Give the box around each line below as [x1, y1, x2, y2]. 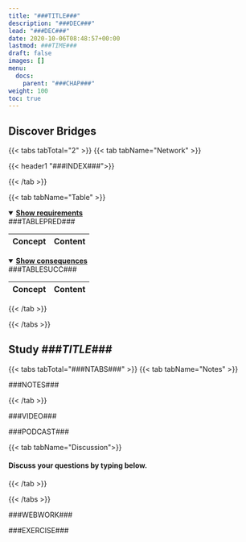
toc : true [8, 94, 42, 102]
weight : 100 [8, 86, 48, 95]
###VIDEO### [8, 411, 57, 420]
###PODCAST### [8, 427, 70, 436]
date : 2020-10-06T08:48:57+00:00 [8, 34, 121, 43]
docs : [15, 72, 35, 80]
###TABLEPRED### [8, 217, 76, 227]
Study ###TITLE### [8, 343, 113, 356]
